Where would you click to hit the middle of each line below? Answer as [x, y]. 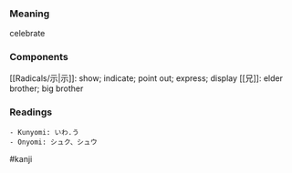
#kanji [21, 158]
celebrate [27, 34]
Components [39, 57]
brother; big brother [47, 88]
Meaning [30, 14]
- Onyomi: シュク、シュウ [53, 142]
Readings [31, 112]
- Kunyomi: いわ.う [44, 132]
